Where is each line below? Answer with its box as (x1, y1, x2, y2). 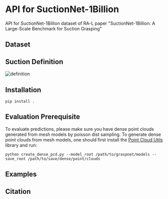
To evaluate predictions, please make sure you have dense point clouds (5, 126, 154, 132)
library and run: (5, 142, 37, 148)
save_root (5, 156, 26, 161)
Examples (5, 170, 37, 179)
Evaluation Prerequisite (5, 113, 80, 121)
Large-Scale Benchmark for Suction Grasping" (5, 25, 102, 31)
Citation (5, 187, 31, 195)
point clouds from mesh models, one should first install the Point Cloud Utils (5, 136, 163, 142)
